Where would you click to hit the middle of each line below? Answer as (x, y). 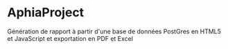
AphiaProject (46, 13)
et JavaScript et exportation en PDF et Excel (70, 38)
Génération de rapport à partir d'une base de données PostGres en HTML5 (114, 31)
